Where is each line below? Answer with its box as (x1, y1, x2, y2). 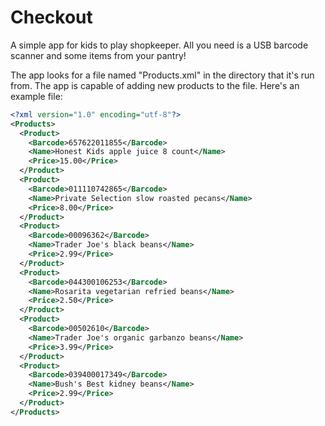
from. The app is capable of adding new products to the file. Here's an (10, 79, 300, 91)
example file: (10, 90, 63, 102)
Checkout (10, 6, 93, 29)
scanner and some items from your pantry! (10, 49, 187, 61)
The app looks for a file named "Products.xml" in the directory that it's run (10, 69, 315, 81)
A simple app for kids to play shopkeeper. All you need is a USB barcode (10, 39, 309, 51)
